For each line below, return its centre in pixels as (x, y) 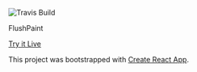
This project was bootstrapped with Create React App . (99, 59)
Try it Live (25, 44)
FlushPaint (26, 28)
